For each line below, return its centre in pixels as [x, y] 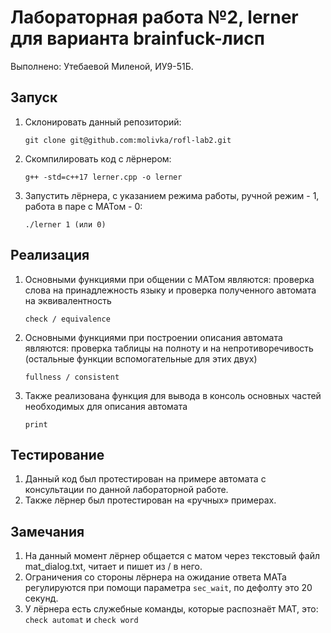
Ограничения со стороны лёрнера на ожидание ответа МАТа [155, 577]
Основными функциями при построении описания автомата [153, 337]
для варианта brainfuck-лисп [137, 38]
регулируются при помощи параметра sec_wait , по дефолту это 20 [168, 588]
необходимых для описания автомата [106, 406]
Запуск [34, 97]
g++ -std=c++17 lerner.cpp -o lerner [103, 177]
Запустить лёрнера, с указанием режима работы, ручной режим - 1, [172, 195]
